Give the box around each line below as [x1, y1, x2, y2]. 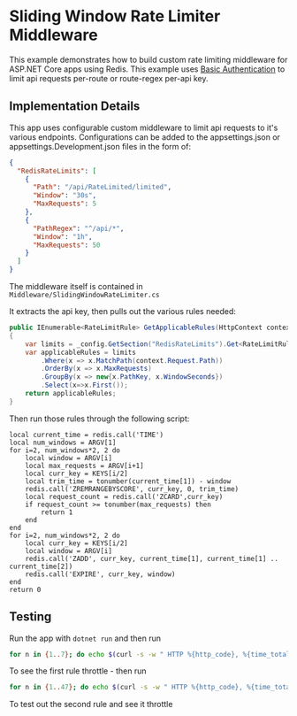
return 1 [41, 507, 73, 517]
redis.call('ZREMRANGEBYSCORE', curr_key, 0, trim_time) [25, 484, 240, 493]
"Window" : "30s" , [32, 191, 97, 200]
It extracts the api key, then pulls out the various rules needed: [9, 306, 237, 316]
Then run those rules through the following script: [9, 413, 190, 424]
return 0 [9, 585, 42, 594]
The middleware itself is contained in [9, 281, 143, 291]
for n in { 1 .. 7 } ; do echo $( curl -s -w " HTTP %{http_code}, [9, 650, 240, 658]
